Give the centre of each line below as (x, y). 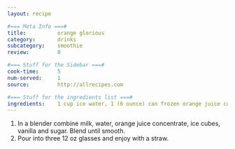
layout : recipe (29, 14)
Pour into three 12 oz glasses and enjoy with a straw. (93, 139)
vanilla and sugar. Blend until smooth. (71, 131)
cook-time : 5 (34, 71)
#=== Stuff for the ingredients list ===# (70, 97)
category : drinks (42, 39)
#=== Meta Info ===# (37, 26)
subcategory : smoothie (45, 46)
